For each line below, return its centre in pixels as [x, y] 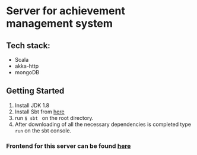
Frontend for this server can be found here [69, 145]
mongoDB [27, 72]
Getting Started [35, 91]
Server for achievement [66, 11]
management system [59, 23]
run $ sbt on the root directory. [54, 118]
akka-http [27, 66]
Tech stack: [28, 45]
